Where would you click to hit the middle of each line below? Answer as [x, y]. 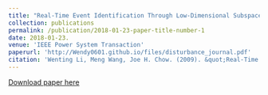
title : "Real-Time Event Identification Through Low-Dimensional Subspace [135, 15]
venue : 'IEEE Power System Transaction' [77, 45]
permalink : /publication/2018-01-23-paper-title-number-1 [106, 30]
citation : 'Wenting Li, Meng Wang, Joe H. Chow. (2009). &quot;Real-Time [134, 60]
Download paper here [44, 82]
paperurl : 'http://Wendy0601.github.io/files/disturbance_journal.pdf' [130, 52]
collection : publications [51, 23]
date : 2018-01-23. [39, 38]
